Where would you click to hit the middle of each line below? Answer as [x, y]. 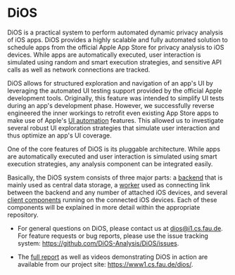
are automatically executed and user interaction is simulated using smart [112, 156]
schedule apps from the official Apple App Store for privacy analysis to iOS [116, 47]
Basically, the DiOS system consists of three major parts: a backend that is [115, 177]
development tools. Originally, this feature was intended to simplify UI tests [116, 98]
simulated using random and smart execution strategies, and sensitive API [114, 62]
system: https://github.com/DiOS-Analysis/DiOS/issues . [98, 243]
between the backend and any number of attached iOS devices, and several [118, 192]
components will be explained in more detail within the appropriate [104, 207]
